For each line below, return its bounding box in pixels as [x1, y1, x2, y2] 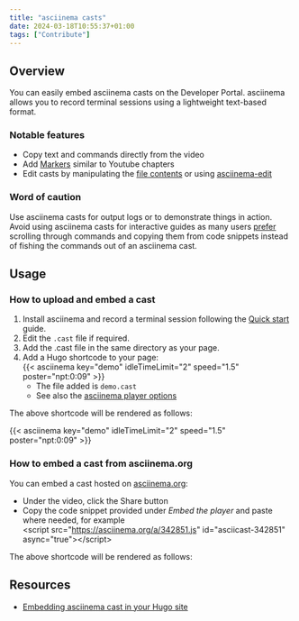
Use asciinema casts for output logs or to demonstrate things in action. [9, 211, 273, 222]
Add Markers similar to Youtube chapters [22, 159, 175, 169]
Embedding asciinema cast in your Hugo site [22, 601, 189, 612]
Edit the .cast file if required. [22, 333, 131, 343]
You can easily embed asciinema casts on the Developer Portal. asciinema [9, 87, 285, 98]
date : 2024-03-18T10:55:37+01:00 [9, 22, 135, 31]
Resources [9, 578, 71, 593]
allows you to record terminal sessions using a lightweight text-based [9, 96, 267, 108]
